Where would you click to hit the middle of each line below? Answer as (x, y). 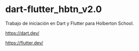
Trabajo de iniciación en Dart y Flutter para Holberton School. (69, 23)
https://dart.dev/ (22, 33)
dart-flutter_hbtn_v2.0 (53, 9)
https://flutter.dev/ (24, 43)
